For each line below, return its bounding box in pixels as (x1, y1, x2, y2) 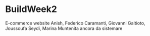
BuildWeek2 (5, 3, 57, 15)
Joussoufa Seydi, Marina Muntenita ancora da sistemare (5, 25, 123, 31)
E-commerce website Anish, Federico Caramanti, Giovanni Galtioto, (5, 20, 145, 26)
